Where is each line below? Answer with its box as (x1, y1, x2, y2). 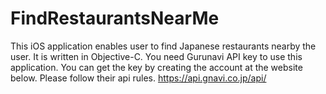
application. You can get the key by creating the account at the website (10, 61, 303, 73)
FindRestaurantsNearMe (10, 7, 220, 30)
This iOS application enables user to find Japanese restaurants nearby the (10, 40, 317, 52)
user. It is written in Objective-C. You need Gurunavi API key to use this (10, 50, 303, 62)
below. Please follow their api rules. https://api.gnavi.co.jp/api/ (10, 72, 267, 84)
